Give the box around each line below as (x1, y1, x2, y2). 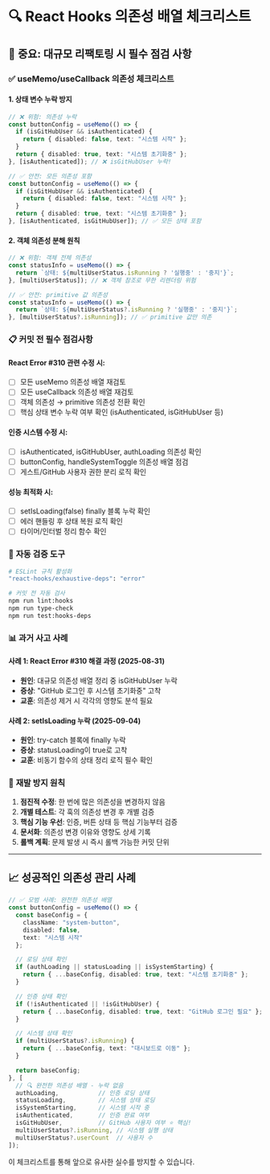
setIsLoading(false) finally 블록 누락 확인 (19, 506, 151, 516)
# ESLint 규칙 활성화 (8, 567, 72, 575)
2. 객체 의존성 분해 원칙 (8, 235, 80, 245)
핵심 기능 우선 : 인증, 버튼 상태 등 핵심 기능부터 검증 (19, 818, 178, 827)
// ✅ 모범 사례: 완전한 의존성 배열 (8, 896, 112, 904)
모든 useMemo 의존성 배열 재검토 (19, 377, 126, 387)
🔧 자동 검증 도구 (8, 549, 66, 560)
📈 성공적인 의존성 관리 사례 (8, 871, 137, 884)
